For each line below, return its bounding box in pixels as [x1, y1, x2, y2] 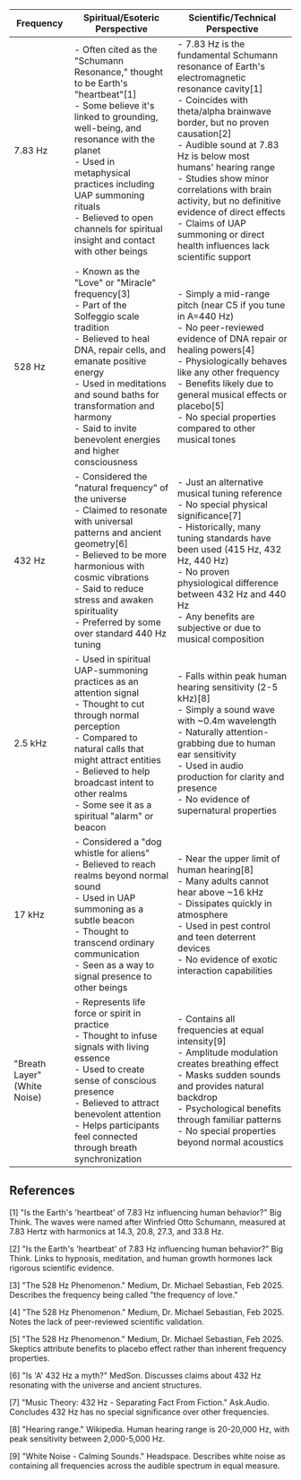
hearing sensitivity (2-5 [177, 681, 279, 693]
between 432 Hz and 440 [177, 588, 287, 600]
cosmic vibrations [74, 571, 150, 584]
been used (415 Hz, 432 [177, 543, 282, 555]
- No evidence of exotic [177, 954, 278, 965]
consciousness [74, 456, 138, 468]
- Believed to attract [74, 1097, 159, 1109]
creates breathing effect [177, 1058, 279, 1069]
